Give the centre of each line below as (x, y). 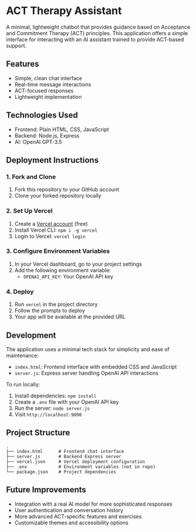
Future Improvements (46, 490)
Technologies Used (42, 115)
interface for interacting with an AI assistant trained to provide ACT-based (95, 39)
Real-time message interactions (53, 84)
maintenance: (23, 355)
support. (16, 46)
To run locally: (23, 384)
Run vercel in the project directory (56, 304)
